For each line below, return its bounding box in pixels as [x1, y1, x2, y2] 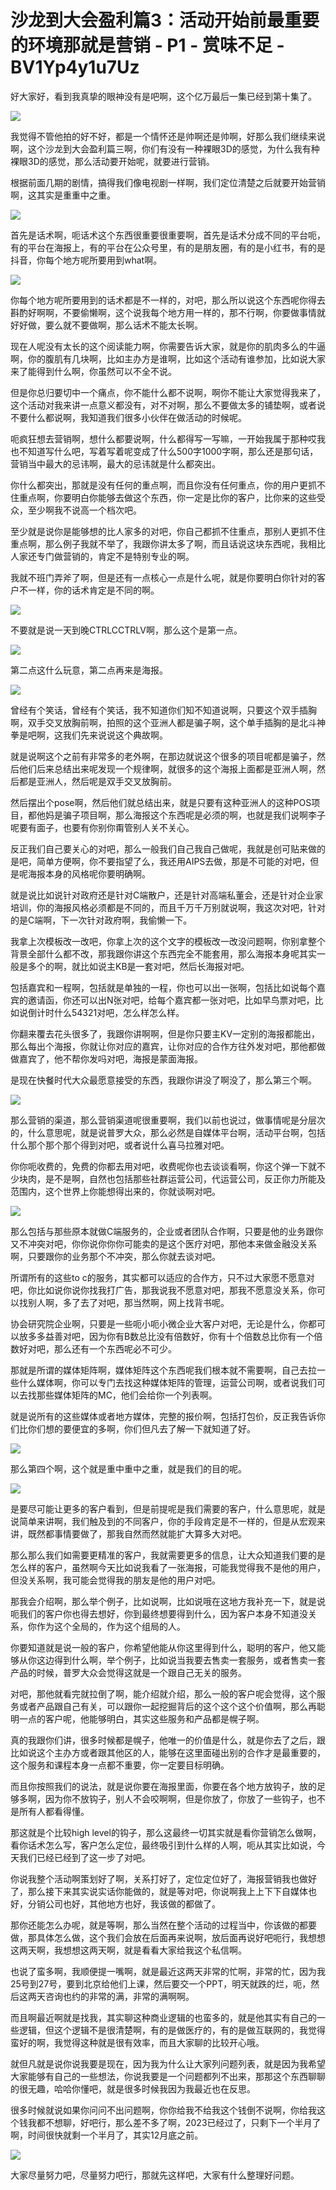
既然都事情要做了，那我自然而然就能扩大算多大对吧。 [27, 1527, 247, 1540]
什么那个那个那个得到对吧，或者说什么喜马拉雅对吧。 [10, 1139, 230, 1151]
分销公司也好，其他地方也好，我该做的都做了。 [27, 1897, 221, 1910]
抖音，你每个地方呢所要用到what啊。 [10, 254, 163, 266]
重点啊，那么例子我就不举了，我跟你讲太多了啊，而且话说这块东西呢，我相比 [10, 537, 326, 550]
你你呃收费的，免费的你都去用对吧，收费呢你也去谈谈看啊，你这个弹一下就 [10, 1160, 317, 1172]
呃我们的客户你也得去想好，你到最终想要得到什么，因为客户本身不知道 [10, 1607, 300, 1620]
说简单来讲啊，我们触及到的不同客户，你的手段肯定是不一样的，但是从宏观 [10, 1515, 317, 1527]
